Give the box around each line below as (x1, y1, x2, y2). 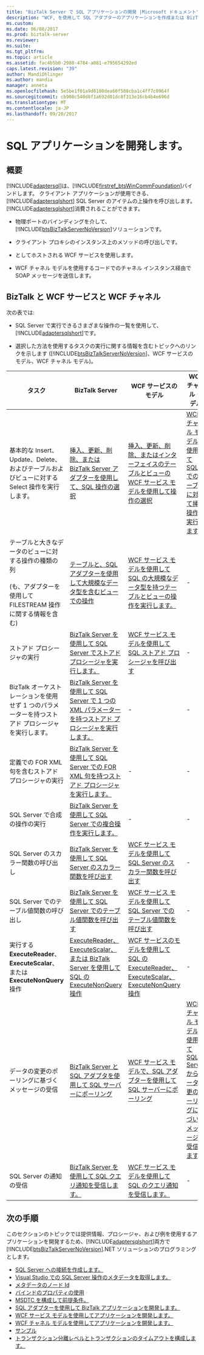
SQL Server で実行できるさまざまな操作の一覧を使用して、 (15, 322, 162, 329)
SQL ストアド (127, 649, 166, 657)
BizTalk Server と (69, 1063, 119, 1071)
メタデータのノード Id (15, 1281, 70, 1288)
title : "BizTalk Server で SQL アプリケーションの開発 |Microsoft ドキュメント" (6, 9, 199, 15)
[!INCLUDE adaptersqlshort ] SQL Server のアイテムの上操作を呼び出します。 (6, 197, 196, 205)
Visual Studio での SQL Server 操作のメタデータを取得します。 (15, 1273, 171, 1281)
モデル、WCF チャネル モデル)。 (15, 357, 97, 365)
